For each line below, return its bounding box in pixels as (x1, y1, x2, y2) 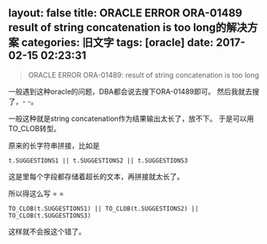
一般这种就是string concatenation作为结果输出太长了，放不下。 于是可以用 (8, 114, 254, 123)
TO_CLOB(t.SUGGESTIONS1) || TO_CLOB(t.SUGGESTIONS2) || (8, 204, 199, 213)
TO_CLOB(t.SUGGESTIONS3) (8, 211, 91, 219)
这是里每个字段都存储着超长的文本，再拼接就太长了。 (8, 171, 184, 181)
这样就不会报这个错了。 (8, 226, 86, 236)
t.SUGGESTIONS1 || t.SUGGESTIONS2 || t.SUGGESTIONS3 (8, 156, 188, 165)
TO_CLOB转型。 (8, 123, 62, 133)
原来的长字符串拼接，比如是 (8, 140, 100, 150)
